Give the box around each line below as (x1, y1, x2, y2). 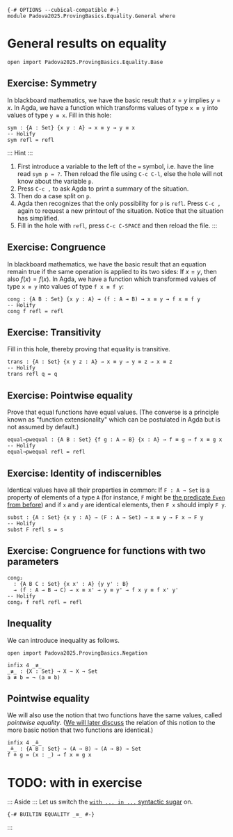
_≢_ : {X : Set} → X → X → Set (7, 668, 98, 675)
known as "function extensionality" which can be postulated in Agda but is (7, 415, 220, 424)
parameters (7, 556, 59, 568)
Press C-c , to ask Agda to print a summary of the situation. (17, 184, 189, 193)
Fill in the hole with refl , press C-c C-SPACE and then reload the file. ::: (17, 221, 218, 230)
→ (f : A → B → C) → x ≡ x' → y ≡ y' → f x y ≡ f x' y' (13, 587, 179, 593)
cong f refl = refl (7, 308, 64, 314)
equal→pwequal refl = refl (7, 449, 86, 456)
